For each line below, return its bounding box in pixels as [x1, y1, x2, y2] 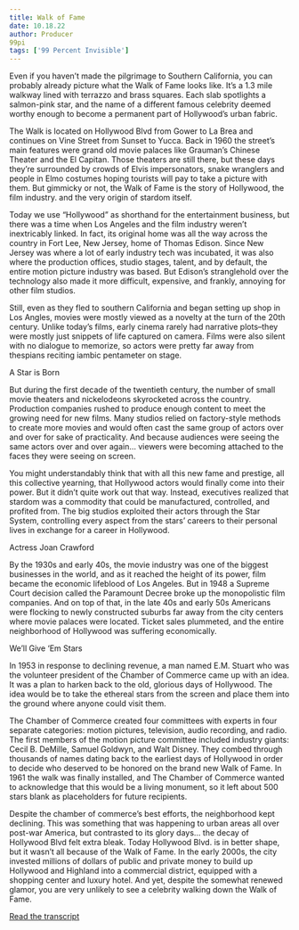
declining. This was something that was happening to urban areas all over [9, 818, 280, 829]
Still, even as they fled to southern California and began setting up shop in [9, 302, 281, 313]
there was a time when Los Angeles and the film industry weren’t [9, 219, 247, 230]
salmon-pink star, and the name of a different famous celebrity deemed [9, 99, 271, 110]
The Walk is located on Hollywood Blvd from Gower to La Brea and [9, 126, 254, 136]
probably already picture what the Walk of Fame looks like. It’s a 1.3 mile [9, 80, 273, 91]
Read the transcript [9, 911, 80, 922]
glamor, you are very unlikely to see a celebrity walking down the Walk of [9, 885, 278, 895]
